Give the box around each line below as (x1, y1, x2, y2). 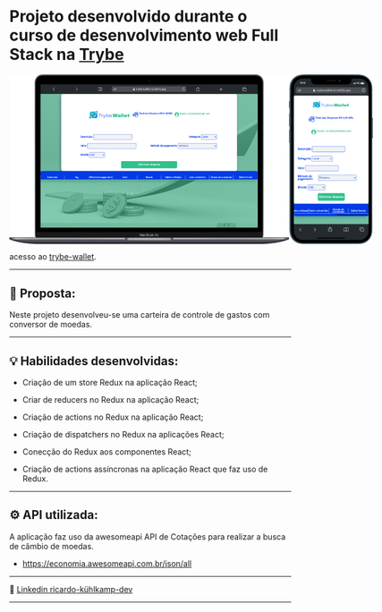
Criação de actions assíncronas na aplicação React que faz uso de (21, 463, 268, 474)
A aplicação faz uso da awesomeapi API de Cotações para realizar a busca (9, 531, 286, 542)
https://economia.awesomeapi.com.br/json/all (21, 557, 192, 569)
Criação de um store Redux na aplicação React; (21, 377, 199, 387)
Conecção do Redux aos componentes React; (21, 446, 192, 457)
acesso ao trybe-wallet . (9, 251, 97, 262)
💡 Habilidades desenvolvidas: (9, 353, 179, 369)
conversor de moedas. (9, 319, 92, 330)
